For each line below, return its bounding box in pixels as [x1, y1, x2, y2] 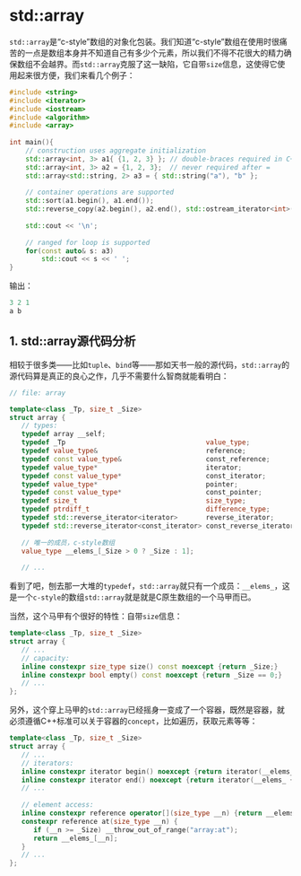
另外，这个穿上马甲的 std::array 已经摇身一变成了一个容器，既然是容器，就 [9, 705, 285, 715]
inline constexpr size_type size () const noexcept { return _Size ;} [21, 661, 279, 671]
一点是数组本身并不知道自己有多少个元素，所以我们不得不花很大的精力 [24, 47, 284, 58]
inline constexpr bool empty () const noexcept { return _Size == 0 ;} [21, 670, 282, 679]
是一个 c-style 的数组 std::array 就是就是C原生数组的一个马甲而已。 [9, 591, 256, 602]
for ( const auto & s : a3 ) [25, 246, 115, 256]
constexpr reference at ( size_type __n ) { [21, 817, 178, 826]
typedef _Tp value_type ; [21, 438, 251, 447]
